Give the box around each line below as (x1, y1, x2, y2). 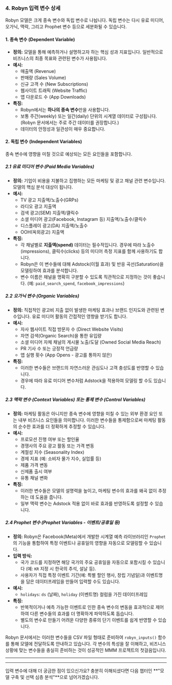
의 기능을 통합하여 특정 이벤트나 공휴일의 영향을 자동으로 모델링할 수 (12, 540, 148, 546)
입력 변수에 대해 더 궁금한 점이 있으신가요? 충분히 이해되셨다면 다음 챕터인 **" (5, 668, 160, 674)
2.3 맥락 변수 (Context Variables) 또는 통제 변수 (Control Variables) (5, 396, 146, 403)
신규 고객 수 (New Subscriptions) (20, 81, 89, 87)
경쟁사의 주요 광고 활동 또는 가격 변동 (20, 443, 95, 449)
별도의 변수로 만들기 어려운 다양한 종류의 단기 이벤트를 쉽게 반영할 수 (20, 617, 157, 623)
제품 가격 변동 (20, 462, 48, 468)
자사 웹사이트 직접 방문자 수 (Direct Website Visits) (20, 326, 124, 332)
